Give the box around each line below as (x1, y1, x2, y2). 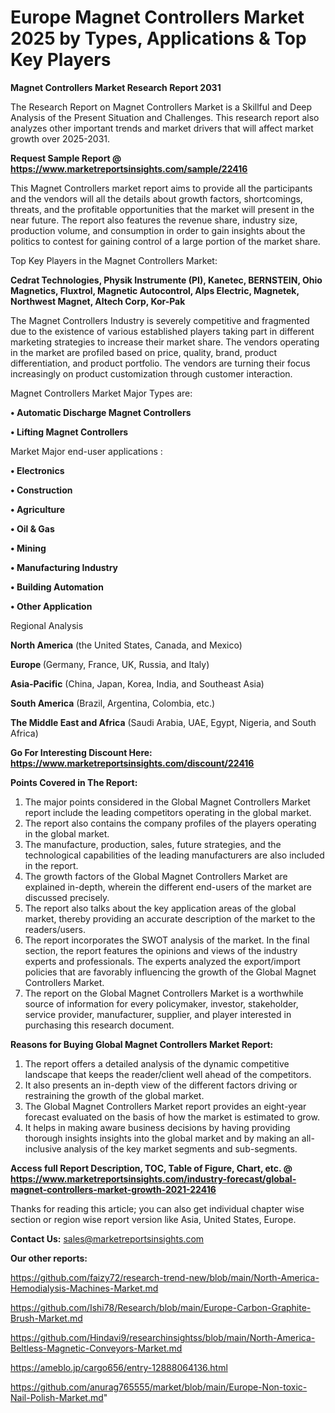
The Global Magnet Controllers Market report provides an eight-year (24, 1100, 307, 1112)
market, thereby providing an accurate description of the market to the (24, 912, 316, 925)
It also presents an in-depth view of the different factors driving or (24, 1079, 298, 1091)
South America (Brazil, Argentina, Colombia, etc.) (10, 697, 216, 709)
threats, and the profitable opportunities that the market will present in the (10, 203, 315, 215)
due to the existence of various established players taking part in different (10, 325, 315, 337)
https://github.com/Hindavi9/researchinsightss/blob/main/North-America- (10, 1331, 316, 1343)
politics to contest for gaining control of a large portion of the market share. (10, 235, 321, 247)
